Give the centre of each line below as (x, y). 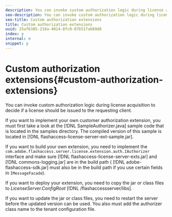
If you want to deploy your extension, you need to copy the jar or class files (85, 183)
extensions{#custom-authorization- (84, 80)
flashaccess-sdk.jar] (27, 167)
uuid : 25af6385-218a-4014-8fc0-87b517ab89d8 (53, 29)
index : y (15, 34)
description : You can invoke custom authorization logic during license (84, 10)
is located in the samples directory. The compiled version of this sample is (83, 131)
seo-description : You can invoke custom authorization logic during (80, 15)
